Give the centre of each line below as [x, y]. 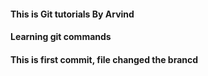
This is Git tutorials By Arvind [72, 14]
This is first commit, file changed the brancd [104, 59]
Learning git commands [61, 37]
